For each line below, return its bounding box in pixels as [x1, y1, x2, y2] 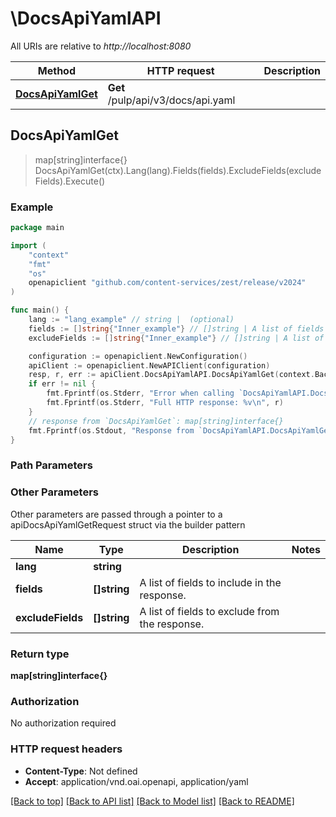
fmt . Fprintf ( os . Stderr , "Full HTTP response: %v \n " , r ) [46, 398, 284, 408]
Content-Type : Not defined [24, 765, 138, 777]
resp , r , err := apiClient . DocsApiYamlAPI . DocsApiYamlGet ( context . [28, 370, 315, 380]
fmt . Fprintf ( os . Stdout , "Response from [28, 425, 195, 436]
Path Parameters [10, 458, 93, 472]
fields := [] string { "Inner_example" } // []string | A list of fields [28, 323, 325, 334]
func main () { [10, 305, 70, 316]
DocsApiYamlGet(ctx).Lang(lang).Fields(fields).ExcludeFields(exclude [34, 164, 322, 176]
